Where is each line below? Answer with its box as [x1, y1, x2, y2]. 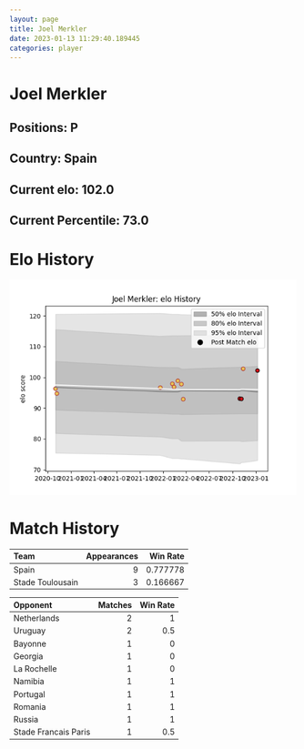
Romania [13, 701, 46, 712]
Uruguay [13, 625, 46, 636]
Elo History [9, 249, 95, 270]
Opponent [13, 599, 53, 610]
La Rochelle [13, 663, 57, 674]
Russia [13, 714, 39, 725]
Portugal [13, 688, 46, 700]
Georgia [13, 651, 44, 662]
